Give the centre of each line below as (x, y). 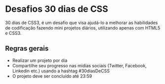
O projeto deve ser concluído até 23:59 (52, 76)
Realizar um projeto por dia (40, 60)
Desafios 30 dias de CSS (57, 9)
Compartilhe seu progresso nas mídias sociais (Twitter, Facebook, (79, 65)
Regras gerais (27, 48)
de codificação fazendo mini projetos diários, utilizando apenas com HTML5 (83, 28)
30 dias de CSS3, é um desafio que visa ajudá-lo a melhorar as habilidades (82, 23)
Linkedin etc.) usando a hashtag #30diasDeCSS (61, 71)
